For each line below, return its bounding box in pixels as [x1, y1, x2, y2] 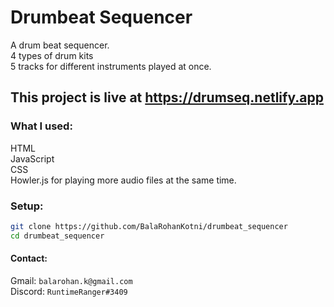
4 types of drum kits [10, 49, 94, 61]
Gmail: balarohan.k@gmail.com [10, 274, 133, 286]
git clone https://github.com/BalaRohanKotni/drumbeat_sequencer [10, 221, 288, 231]
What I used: [10, 119, 73, 133]
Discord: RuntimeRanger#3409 [10, 285, 128, 297]
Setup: [10, 199, 44, 213]
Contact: [10, 252, 48, 265]
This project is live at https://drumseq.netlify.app [10, 89, 324, 106]
